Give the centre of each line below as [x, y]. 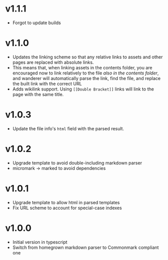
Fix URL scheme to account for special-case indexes [67, 208]
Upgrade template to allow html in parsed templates [66, 202]
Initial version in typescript [40, 242]
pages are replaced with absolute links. [53, 62]
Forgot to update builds [37, 23]
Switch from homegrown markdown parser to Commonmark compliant [86, 247]
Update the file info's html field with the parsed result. [68, 128]
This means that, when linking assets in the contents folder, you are [82, 67]
